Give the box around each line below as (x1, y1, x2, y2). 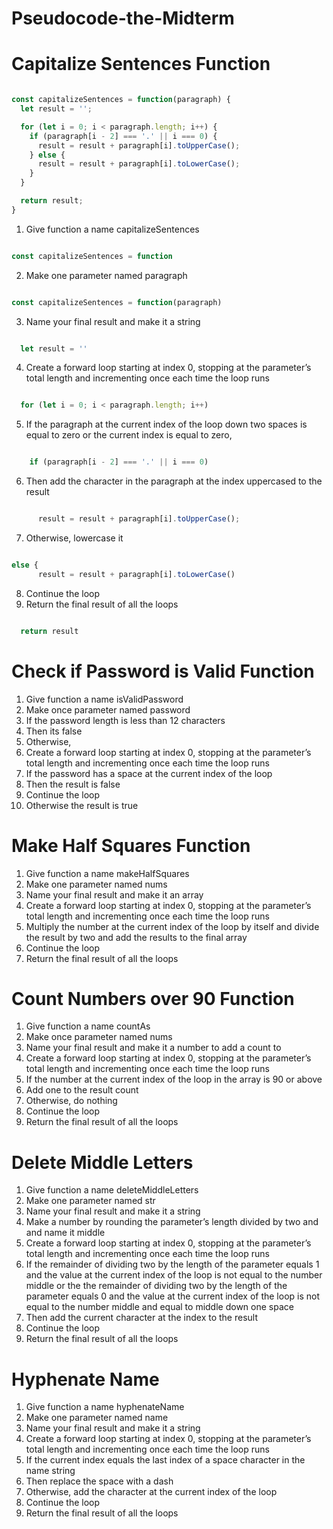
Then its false (25, 725, 83, 737)
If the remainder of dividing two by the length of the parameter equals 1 (25, 1258, 320, 1271)
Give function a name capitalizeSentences (25, 223, 200, 235)
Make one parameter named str (25, 1195, 156, 1207)
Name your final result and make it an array (25, 888, 204, 901)
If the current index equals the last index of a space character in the (25, 1454, 306, 1466)
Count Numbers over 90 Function (11, 987, 295, 1010)
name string (25, 1465, 76, 1477)
